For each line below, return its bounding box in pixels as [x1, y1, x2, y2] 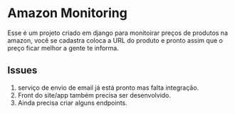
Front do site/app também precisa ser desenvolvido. [17, 90, 172, 99]
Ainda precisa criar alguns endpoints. [17, 98, 127, 107]
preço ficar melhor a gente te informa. [7, 43, 119, 52]
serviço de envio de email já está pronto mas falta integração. [17, 83, 199, 92]
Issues [7, 64, 38, 76]
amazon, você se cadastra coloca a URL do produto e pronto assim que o [7, 36, 223, 44]
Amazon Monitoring [7, 5, 128, 21]
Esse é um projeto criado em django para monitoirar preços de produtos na [7, 28, 228, 37]
